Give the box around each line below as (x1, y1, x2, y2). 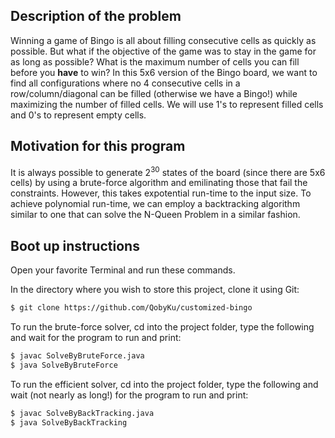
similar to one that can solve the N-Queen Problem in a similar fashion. (10, 209, 301, 221)
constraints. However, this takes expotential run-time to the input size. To (10, 187, 312, 199)
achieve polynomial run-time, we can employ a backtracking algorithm (10, 198, 301, 210)
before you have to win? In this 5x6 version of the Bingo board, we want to (10, 66, 318, 78)
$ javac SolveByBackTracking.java (10, 408, 155, 418)
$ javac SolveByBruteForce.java (10, 350, 145, 361)
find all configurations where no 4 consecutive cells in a (10, 77, 241, 89)
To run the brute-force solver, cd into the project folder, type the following (10, 320, 315, 333)
